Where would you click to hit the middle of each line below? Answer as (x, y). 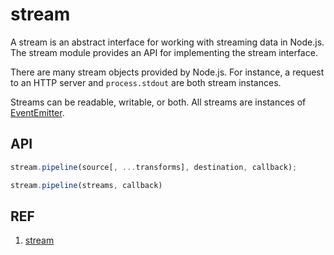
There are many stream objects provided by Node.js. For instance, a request (167, 72)
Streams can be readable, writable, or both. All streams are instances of (158, 102)
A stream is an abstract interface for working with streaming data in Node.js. (167, 42)
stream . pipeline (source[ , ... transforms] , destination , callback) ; (154, 167)
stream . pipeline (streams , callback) (86, 185)
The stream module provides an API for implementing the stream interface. (164, 52)
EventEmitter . (37, 112)
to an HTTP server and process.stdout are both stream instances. (146, 82)
